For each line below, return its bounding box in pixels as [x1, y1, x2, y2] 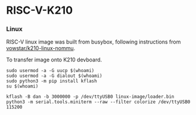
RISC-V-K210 [6, 4, 73, 17]
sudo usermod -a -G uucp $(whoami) [6, 68, 95, 74]
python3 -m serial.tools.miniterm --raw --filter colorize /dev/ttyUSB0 [6, 99, 191, 105]
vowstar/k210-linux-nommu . [6, 45, 76, 52]
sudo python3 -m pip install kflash [6, 78, 97, 84]
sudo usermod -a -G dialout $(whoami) [6, 73, 102, 79]
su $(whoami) [6, 83, 39, 89]
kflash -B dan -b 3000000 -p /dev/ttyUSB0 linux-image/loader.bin [6, 94, 175, 100]
